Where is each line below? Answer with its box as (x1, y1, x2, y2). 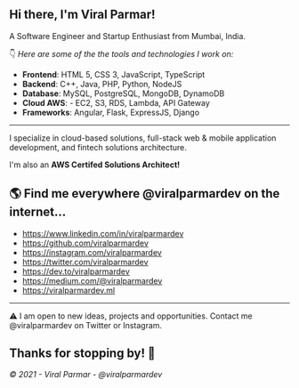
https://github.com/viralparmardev (21, 238, 149, 248)
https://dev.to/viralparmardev (21, 266, 131, 277)
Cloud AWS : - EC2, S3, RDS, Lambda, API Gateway (21, 97, 211, 108)
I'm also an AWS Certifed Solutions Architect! (9, 159, 181, 170)
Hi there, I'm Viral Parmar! (9, 7, 156, 22)
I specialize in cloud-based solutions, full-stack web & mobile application (9, 133, 277, 143)
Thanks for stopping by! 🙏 (9, 346, 156, 361)
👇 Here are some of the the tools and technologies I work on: (9, 48, 234, 59)
